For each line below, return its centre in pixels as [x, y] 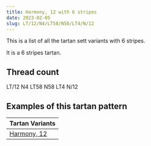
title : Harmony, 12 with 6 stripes [52, 12]
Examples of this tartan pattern [67, 106]
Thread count [33, 72]
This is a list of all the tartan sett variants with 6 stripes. [76, 41]
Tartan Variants [33, 123]
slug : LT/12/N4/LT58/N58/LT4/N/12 [50, 23]
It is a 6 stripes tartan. [34, 53]
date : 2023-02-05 [28, 18]
